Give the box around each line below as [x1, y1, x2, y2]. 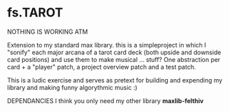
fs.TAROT [7, 5, 63, 21]
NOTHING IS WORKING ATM [7, 27, 88, 36]
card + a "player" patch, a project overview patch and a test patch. [7, 63, 196, 71]
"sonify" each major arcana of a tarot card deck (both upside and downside [7, 48, 221, 56]
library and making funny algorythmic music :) [7, 83, 138, 91]
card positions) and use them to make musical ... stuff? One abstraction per [7, 55, 221, 63]
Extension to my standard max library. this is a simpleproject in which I [7, 41, 206, 49]
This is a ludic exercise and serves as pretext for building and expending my [7, 76, 223, 84]
